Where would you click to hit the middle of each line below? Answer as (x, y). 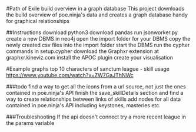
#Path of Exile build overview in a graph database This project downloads (95, 9)
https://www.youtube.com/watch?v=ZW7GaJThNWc (70, 75)
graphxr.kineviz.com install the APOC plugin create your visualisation (90, 57)
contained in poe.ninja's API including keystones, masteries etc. (83, 105)
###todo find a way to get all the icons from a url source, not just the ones (96, 87)
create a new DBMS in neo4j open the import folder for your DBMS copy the (98, 39)
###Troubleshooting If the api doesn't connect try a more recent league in (96, 117)
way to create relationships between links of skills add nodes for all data (94, 99)
